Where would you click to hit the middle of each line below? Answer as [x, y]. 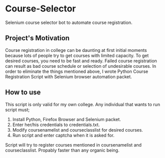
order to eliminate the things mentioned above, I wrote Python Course [77, 71]
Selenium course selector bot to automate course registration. [69, 22]
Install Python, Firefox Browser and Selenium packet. [67, 119]
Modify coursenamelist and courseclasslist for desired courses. [78, 130]
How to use [23, 92]
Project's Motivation [37, 38]
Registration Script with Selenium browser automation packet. [69, 77]
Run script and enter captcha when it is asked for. [63, 135]
